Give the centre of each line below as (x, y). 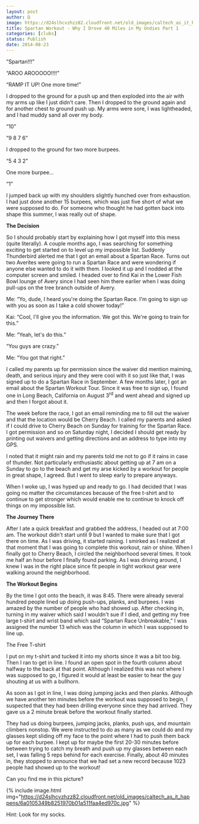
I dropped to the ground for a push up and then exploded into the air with (95, 96)
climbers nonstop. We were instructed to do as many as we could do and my (99, 729)
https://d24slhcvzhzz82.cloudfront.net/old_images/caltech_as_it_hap (105, 796)
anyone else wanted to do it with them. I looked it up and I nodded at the (94, 269)
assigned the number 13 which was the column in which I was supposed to (97, 627)
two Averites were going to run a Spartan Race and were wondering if (91, 262)
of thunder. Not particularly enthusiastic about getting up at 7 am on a (91, 462)
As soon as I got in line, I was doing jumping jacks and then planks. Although (99, 693)
